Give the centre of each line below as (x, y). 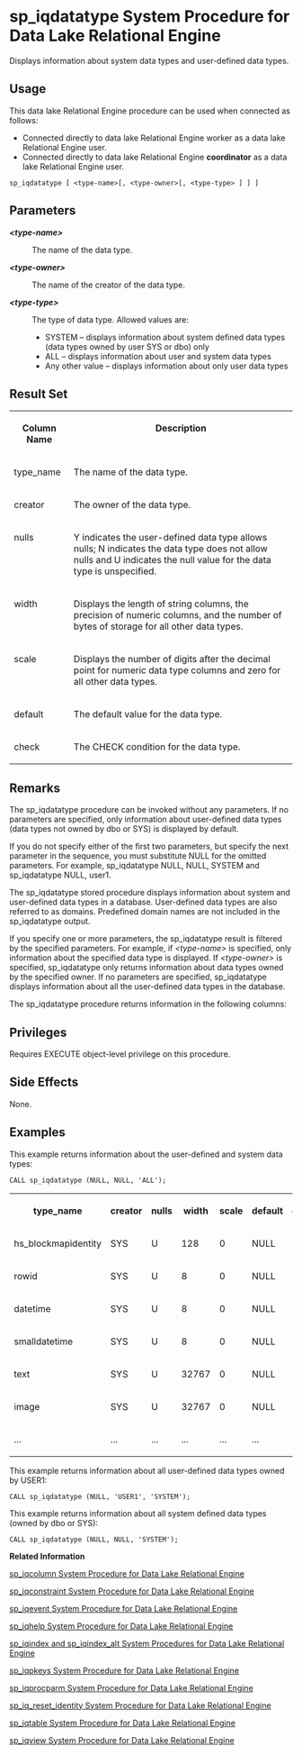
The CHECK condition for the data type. (157, 747)
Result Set (39, 394)
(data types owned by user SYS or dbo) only (127, 346)
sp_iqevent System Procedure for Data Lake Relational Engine (124, 1608)
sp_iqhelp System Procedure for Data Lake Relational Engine (121, 1626)
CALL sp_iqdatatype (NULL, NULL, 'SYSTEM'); (94, 1539)
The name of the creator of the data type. (109, 285)
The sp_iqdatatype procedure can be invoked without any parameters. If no (149, 810)
